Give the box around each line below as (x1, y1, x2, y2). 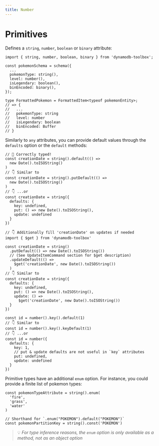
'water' (9, 403, 26, 408)
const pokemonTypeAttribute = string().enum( (5, 390, 100, 395)
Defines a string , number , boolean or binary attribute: (5, 45, 113, 51)
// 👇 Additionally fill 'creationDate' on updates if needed (5, 230, 134, 235)
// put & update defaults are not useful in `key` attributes (14, 349, 145, 354)
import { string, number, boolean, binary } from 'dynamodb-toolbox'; (5, 55, 154, 59)
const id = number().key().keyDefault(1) (5, 326, 92, 331)
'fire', (9, 394, 26, 399)
